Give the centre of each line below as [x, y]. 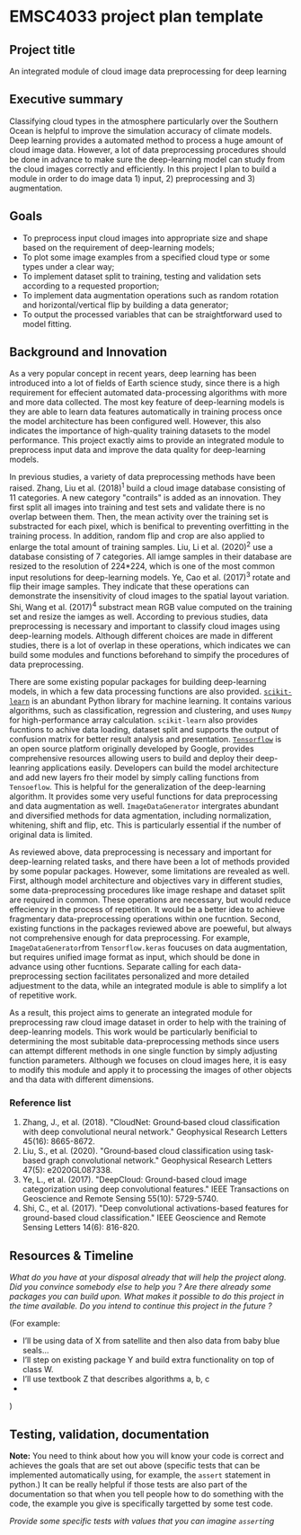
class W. [38, 1370]
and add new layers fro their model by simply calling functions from [134, 777]
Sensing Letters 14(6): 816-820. [81, 1228]
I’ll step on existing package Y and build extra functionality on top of [148, 1360]
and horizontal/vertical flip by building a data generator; [125, 305]
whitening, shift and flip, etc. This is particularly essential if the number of [145, 825]
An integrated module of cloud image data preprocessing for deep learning [148, 71]
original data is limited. [51, 835]
